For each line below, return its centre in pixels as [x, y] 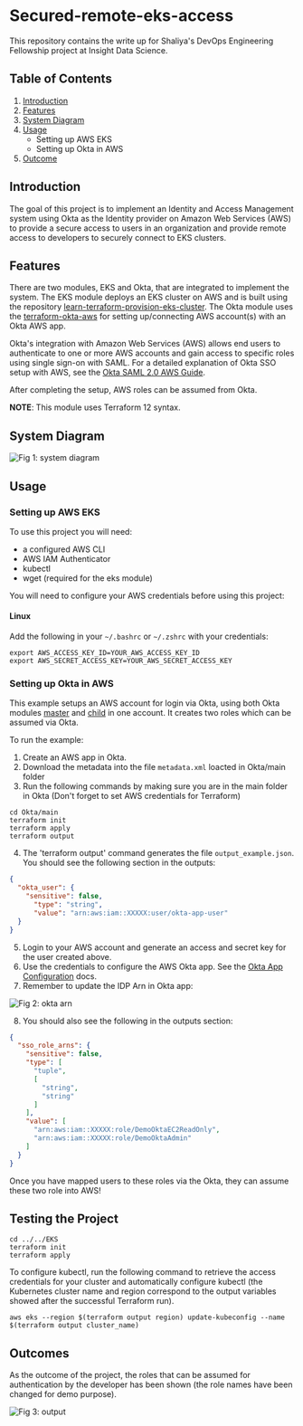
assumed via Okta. [44, 723]
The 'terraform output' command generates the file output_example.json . [158, 853]
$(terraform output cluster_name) [75, 1326]
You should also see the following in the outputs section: [128, 1021]
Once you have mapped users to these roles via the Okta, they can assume [149, 1181]
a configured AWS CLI [64, 549]
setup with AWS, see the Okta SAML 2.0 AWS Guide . [108, 373]
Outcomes [39, 1353]
